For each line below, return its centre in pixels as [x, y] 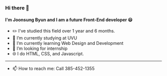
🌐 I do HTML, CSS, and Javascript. [48, 54]
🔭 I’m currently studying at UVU [45, 38]
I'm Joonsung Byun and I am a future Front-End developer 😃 [69, 20]
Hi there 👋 [17, 8]
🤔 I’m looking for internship [40, 48]
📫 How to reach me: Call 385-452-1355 [53, 69]
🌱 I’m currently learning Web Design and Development [68, 43]
